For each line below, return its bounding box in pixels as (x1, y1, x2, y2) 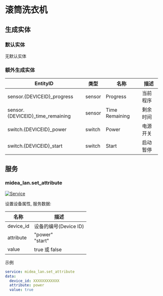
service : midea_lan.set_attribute (5, 269, 75, 274)
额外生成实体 (5, 66, 35, 73)
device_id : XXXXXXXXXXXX (9, 278, 60, 283)
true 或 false (33, 246, 62, 253)
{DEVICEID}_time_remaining (7, 113, 71, 119)
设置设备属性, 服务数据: (5, 200, 52, 206)
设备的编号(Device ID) (33, 223, 84, 230)
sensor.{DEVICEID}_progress (7, 93, 74, 100)
